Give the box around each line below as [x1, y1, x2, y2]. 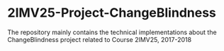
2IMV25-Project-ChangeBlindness [7, 5, 216, 21]
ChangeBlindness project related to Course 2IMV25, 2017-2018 [7, 35, 192, 43]
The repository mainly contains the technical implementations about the [7, 28, 218, 36]
